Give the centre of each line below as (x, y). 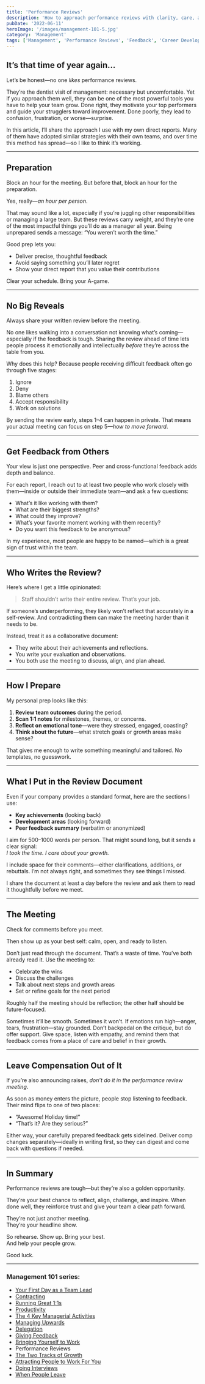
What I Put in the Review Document (74, 782)
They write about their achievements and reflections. (81, 648)
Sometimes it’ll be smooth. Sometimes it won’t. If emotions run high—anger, (102, 1021)
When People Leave (40, 1375)
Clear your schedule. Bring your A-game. (58, 281)
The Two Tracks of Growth (49, 1355)
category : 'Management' (37, 35)
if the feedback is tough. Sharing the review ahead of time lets (111, 339)
